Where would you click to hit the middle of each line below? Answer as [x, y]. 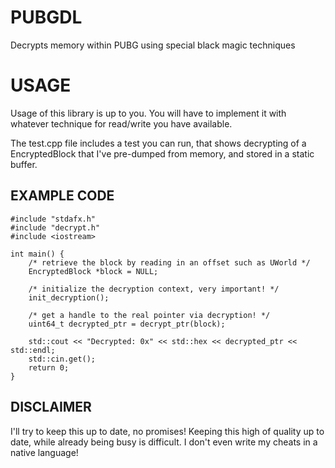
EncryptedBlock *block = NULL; [93, 271]
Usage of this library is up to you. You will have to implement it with [148, 113]
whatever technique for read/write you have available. [121, 123]
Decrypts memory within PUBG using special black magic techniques [153, 45]
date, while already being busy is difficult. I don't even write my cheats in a [164, 442]
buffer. [24, 164]
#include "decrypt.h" [55, 227]
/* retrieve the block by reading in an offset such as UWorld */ [169, 262]
